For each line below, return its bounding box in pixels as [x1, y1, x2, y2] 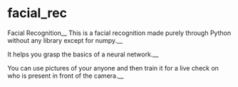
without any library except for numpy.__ [7, 36, 123, 44]
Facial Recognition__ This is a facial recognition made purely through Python [7, 29, 232, 37]
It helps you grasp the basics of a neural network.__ [7, 50, 159, 58]
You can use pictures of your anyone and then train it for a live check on [7, 63, 219, 72]
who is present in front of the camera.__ [7, 71, 124, 80]
